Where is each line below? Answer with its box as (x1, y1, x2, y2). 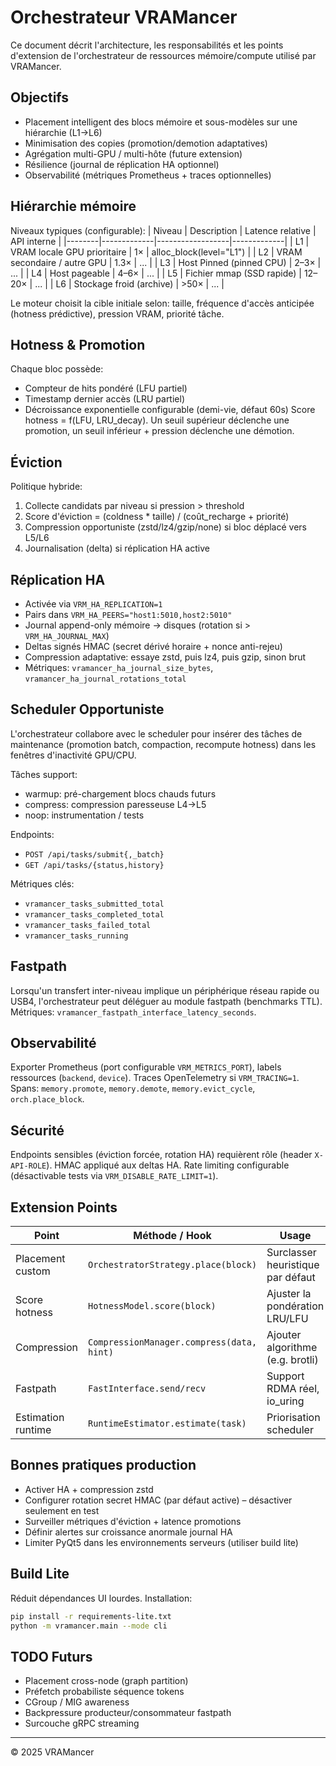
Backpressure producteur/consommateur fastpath (24, 1707, 232, 1719)
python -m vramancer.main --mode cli (10, 1621, 168, 1631)
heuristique (266, 1258, 320, 1272)
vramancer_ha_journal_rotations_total (24, 674, 187, 684)
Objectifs (10, 89, 70, 106)
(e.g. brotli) (266, 1353, 319, 1367)
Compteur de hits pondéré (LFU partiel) (24, 382, 188, 395)
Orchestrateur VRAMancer (10, 6, 238, 29)
